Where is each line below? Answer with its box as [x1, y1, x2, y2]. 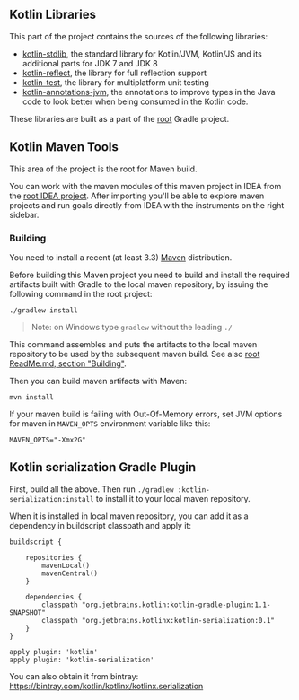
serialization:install [9, 494, 94, 503]
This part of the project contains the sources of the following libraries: [9, 31, 268, 41]
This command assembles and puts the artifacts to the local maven [9, 338, 258, 349]
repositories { [25, 553, 83, 562]
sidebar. [9, 209, 40, 220]
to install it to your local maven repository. [95, 493, 251, 503]
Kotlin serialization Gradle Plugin [9, 459, 197, 475]
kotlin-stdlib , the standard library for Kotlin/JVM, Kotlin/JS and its [22, 48, 262, 59]
